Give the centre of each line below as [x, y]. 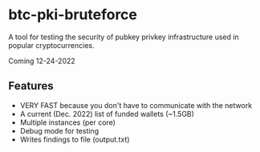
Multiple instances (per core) [68, 122]
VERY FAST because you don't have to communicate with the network [136, 105]
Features [31, 86]
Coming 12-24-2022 [42, 61]
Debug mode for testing [59, 130]
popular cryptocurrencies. [51, 45]
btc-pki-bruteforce [73, 15]
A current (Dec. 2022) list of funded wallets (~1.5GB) [107, 114]
